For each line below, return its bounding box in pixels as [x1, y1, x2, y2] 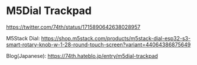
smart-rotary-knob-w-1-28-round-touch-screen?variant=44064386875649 [6, 41, 191, 48]
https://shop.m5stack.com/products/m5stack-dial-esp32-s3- [41, 35, 191, 42]
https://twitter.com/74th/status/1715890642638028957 [6, 23, 141, 30]
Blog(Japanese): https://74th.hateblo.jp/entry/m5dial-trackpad [6, 52, 159, 59]
